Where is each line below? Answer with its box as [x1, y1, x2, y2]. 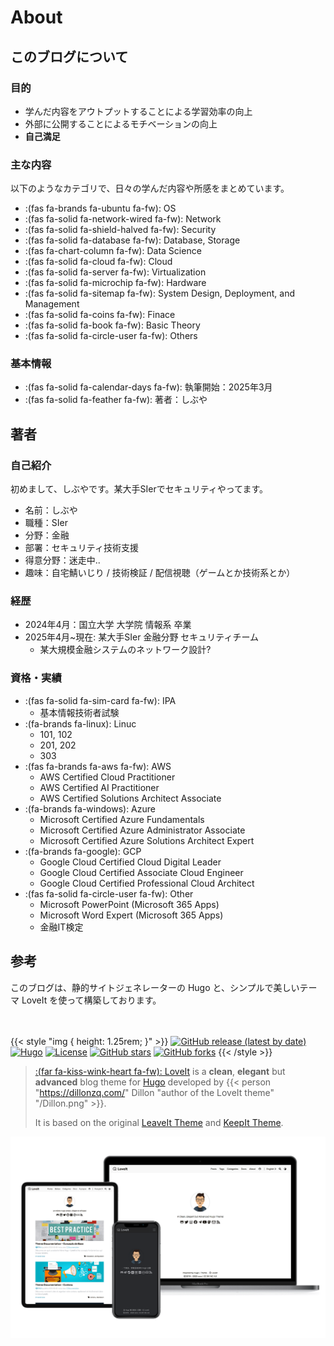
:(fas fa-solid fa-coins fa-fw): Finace [24, 309, 176, 321]
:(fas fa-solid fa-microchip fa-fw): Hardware [24, 277, 207, 289]
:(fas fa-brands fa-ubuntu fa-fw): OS [24, 202, 177, 215]
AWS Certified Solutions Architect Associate [39, 792, 222, 804]
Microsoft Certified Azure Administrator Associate [39, 824, 246, 836]
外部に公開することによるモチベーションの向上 [24, 117, 218, 130]
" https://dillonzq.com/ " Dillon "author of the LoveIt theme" [34, 1086, 275, 1098]
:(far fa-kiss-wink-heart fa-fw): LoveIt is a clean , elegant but [34, 1065, 286, 1077]
